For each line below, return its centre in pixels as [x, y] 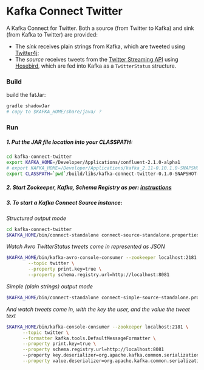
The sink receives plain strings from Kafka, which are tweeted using [100, 46]
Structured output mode [36, 218]
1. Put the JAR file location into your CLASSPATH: [70, 142]
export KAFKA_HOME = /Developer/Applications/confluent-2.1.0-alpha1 [93, 162]
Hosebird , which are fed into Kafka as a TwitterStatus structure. [96, 66]
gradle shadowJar [28, 106]
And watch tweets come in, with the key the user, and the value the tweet [98, 309]
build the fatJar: [26, 95]
